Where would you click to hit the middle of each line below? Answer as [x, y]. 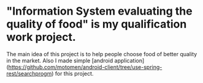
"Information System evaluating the [99, 11]
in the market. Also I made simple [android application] [75, 60]
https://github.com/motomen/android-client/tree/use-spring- [85, 67]
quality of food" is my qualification [97, 24]
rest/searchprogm [29, 73]
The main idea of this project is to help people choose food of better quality [102, 54]
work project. [41, 37]
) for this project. [72, 73]
